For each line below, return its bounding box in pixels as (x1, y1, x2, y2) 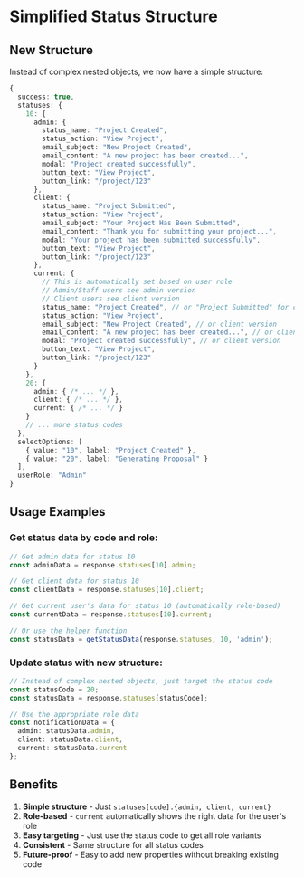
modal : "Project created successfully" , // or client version (42, 337, 281, 346)
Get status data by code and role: (9, 531, 158, 544)
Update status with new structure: (9, 656, 163, 669)
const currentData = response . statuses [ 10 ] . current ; (9, 610, 213, 619)
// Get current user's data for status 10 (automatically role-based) (9, 602, 281, 611)
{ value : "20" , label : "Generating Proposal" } (25, 454, 208, 463)
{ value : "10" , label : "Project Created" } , (25, 445, 196, 454)
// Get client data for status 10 (9, 577, 140, 586)
